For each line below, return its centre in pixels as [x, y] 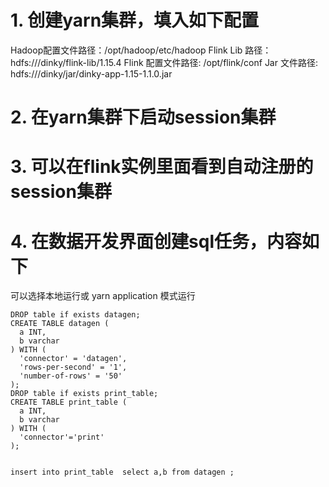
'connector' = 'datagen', [73, 359]
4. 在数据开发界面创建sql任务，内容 [156, 241]
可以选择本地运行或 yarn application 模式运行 [103, 296]
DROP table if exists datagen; [75, 315]
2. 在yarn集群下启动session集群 [143, 117]
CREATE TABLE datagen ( [60, 324]
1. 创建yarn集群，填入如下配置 [135, 20]
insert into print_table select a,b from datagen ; [122, 472]
